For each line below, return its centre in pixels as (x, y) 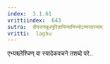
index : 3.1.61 (30, 14)
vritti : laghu (30, 33)
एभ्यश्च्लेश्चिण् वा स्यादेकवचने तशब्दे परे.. (50, 53)
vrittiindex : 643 (34, 20)
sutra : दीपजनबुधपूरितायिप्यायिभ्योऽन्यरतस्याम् (55, 27)
